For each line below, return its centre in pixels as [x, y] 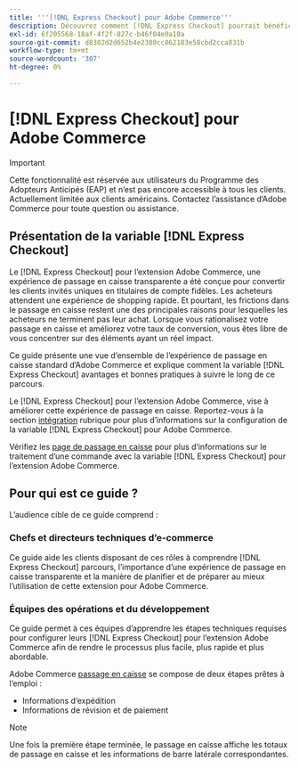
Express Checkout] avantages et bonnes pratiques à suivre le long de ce [142, 374]
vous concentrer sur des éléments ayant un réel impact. [111, 338]
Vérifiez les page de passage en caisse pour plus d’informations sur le [138, 446]
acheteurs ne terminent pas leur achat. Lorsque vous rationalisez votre [139, 319]
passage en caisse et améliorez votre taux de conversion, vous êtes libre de [148, 328]
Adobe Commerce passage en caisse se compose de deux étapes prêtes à [147, 674]
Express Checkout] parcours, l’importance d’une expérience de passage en [148, 567]
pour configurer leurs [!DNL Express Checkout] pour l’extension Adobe [139, 638]
